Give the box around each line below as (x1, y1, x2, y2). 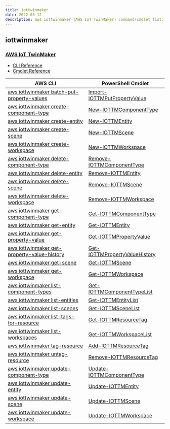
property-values (8, 95, 48, 102)
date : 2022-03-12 (5, 12, 42, 17)
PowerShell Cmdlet (102, 80, 149, 87)
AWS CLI (34, 80, 57, 87)
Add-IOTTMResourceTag (88, 342, 149, 349)
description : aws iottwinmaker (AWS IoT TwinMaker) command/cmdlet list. (5, 17, 164, 22)
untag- (51, 351, 68, 358)
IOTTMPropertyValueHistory (88, 251, 156, 258)
